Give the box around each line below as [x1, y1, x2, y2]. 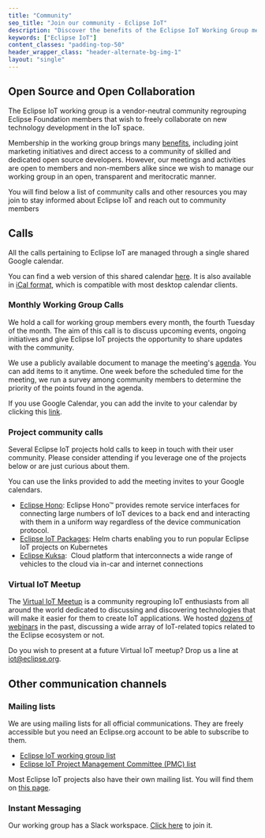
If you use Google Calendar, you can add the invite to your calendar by [8, 398, 238, 408]
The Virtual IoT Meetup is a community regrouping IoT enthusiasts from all [8, 597, 249, 606]
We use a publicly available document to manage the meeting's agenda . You [8, 357, 256, 368]
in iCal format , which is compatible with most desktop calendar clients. [8, 280, 238, 289]
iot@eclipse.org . [8, 654, 62, 664]
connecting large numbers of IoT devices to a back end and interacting [19, 509, 251, 519]
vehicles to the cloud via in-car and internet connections [19, 559, 203, 569]
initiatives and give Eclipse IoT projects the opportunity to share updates [8, 334, 243, 344]
